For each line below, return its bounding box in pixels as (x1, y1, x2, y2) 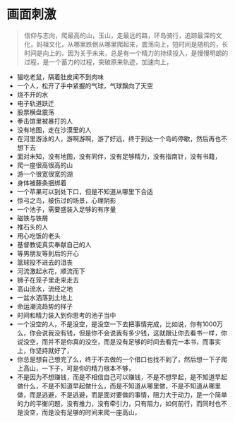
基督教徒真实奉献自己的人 (16, 240, 92, 249)
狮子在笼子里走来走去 (16, 275, 79, 284)
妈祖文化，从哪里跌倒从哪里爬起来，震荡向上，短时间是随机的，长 (36, 40, 229, 48)
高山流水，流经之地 (16, 284, 73, 293)
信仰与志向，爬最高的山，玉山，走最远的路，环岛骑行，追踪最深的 (23, 31, 216, 40)
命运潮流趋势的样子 (16, 302, 73, 311)
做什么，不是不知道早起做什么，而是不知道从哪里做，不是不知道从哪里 (16, 381, 222, 390)
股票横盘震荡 (16, 107, 54, 117)
